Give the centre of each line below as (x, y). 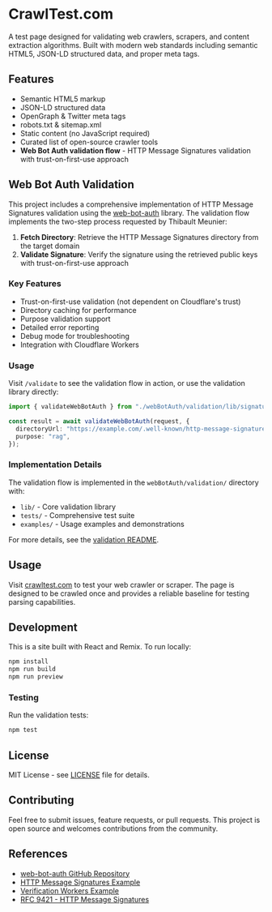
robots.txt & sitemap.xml (61, 124)
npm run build (32, 670)
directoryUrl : (39, 429)
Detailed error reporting (59, 327)
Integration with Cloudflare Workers (79, 345)
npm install (28, 662)
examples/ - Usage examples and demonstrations (102, 524)
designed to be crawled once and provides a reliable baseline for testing (129, 593)
